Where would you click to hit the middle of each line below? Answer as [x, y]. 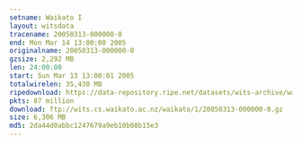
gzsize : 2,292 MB [42, 59]
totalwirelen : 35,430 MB [56, 84]
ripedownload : [36, 92]
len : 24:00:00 [36, 68]
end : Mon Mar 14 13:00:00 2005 [68, 42]
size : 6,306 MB [38, 117]
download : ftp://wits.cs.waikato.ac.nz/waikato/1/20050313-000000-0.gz [146, 109]
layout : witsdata [42, 26]
